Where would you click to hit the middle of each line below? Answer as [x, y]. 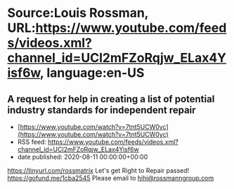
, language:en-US [92, 73]
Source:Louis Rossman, [78, 13]
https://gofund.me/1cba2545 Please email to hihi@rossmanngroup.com [111, 178]
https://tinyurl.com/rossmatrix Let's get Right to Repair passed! [98, 170]
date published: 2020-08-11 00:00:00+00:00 [83, 157]
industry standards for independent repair [102, 110]
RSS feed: [32, 142]
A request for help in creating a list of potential [111, 99]
